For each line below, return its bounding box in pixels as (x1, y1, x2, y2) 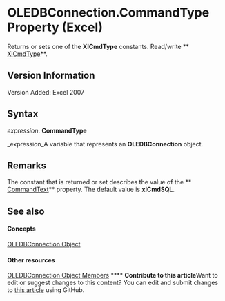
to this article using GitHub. (7, 286, 85, 294)
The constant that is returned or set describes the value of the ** (7, 178, 192, 186)
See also (7, 205, 45, 217)
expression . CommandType (7, 126, 88, 135)
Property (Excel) (7, 19, 104, 35)
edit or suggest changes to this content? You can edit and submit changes (7, 278, 219, 287)
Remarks (7, 159, 47, 171)
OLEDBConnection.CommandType (7, 5, 210, 21)
